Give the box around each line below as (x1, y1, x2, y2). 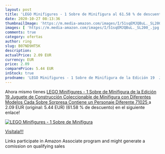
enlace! (5, 110, 20, 115)
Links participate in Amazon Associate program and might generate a (5, 138, 145, 144)
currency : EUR (5, 57, 34, 62)
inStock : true (5, 71, 34, 76)
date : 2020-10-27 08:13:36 (5, 16, 60, 21)
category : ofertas (5, 35, 43, 40)
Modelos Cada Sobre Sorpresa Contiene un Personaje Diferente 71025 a (5, 99, 151, 105)
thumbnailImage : (5, 21, 38, 26)
